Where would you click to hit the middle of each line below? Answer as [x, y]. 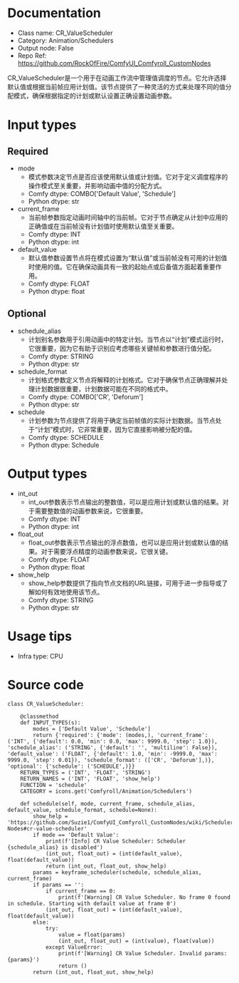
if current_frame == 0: [80, 891]
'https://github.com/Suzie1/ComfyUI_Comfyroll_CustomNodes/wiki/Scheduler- [122, 822]
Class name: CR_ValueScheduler [65, 33]
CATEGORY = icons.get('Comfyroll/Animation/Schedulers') [106, 791]
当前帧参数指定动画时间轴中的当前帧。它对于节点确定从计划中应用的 [128, 217]
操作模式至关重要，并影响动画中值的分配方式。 [97, 185]
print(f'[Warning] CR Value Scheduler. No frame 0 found [144, 897]
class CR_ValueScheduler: [46, 704]
